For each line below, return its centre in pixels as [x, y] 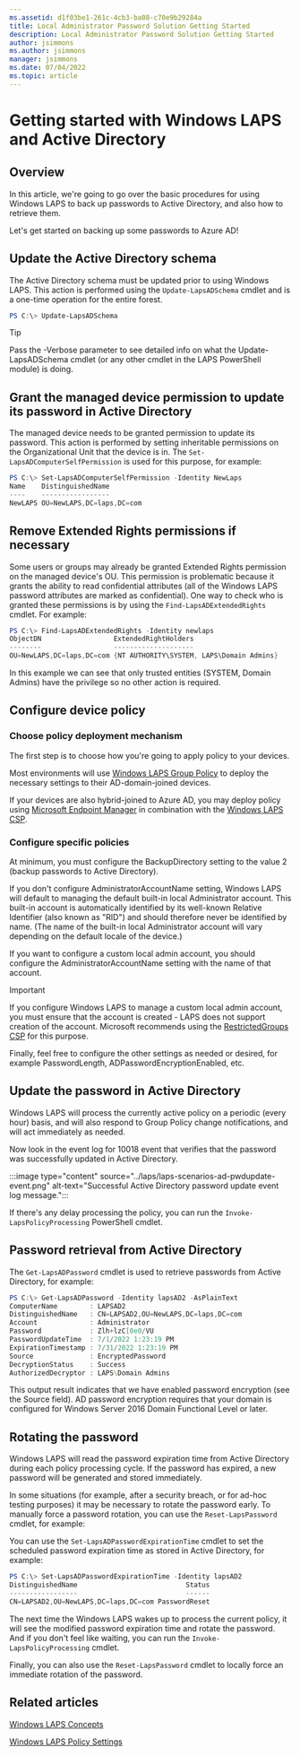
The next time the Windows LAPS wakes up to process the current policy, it [148, 1619]
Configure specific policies [69, 842]
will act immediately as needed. [67, 1132]
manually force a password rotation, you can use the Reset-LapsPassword [143, 1514]
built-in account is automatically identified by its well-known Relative [136, 908]
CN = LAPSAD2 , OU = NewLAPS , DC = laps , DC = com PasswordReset [110, 1602]
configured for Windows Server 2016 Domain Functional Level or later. [139, 1409]
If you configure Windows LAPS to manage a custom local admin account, [146, 1008]
